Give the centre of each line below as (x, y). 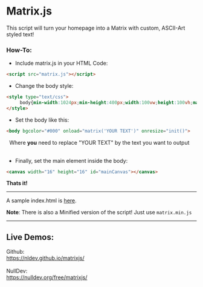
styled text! (20, 34)
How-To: (19, 50)
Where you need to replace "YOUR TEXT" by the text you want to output (99, 142)
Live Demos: (30, 237)
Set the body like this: (42, 120)
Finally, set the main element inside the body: (71, 160)
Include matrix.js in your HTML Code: (61, 63)
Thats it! (17, 183)
